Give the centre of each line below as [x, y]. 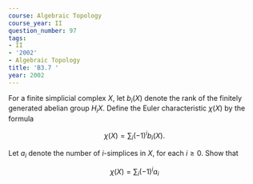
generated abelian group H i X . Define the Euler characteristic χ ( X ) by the [127, 109]
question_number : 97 [43, 30]
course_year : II [35, 23]
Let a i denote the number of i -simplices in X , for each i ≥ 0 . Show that [123, 154]
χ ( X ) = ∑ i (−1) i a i [135, 172]
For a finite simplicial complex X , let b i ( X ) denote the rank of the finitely [125, 99]
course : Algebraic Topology [55, 16]
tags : [17, 38]
